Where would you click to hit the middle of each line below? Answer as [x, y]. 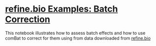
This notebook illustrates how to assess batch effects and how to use [75, 33]
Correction [28, 19]
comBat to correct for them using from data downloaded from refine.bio [78, 38]
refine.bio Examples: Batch [62, 9]
